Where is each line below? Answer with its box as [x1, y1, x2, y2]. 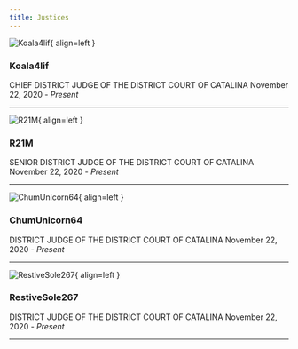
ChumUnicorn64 [9, 214, 83, 226]
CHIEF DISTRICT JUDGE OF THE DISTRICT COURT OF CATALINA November [9, 79, 289, 90]
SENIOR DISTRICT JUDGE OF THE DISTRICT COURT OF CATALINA [9, 157, 255, 168]
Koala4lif [9, 59, 50, 72]
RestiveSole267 [9, 291, 79, 304]
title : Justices [9, 12, 69, 22]
